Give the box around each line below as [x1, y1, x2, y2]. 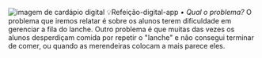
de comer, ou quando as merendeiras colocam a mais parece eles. [8, 42, 226, 50]
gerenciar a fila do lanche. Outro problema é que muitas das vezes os [8, 24, 235, 34]
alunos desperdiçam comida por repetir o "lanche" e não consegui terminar [8, 33, 255, 42]
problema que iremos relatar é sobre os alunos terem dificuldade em [8, 16, 232, 25]
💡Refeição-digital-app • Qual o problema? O [106, 8, 252, 16]
